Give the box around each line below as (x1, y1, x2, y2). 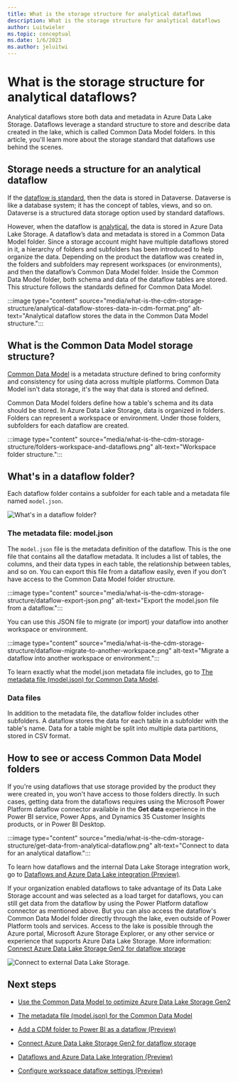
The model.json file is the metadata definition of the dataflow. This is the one (7, 544, 232, 553)
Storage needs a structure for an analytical (7, 163, 201, 175)
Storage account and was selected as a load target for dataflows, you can (7, 891, 224, 899)
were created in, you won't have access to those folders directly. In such (7, 789, 220, 798)
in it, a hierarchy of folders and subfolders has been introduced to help (7, 244, 215, 253)
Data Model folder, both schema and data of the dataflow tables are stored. (7, 275, 227, 283)
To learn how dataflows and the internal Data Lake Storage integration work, (7, 862, 231, 871)
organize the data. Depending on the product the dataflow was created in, (7, 252, 224, 261)
